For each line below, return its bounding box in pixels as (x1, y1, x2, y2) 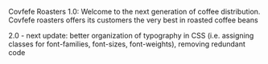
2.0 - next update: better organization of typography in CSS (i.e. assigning (8, 31, 254, 40)
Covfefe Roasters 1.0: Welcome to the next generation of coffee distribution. (8, 7, 261, 16)
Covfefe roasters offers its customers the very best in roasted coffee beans (8, 15, 259, 25)
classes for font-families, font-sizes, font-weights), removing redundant (8, 39, 245, 49)
